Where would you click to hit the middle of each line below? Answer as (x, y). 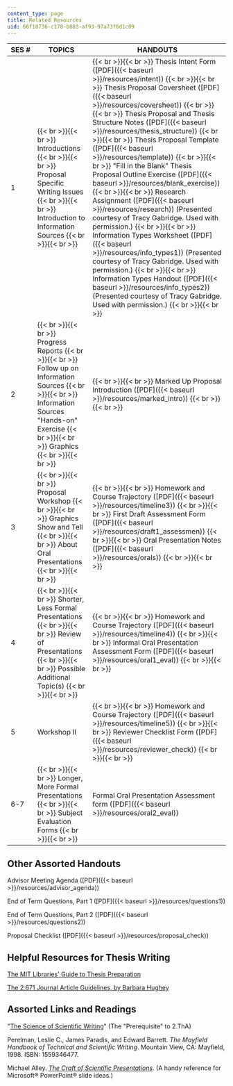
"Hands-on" (58, 420)
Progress (52, 343)
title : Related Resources (44, 20)
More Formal (58, 787)
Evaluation (54, 822)
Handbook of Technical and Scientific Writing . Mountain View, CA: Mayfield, (116, 1047)
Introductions (59, 149)
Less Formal (57, 608)
